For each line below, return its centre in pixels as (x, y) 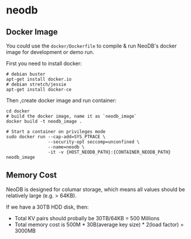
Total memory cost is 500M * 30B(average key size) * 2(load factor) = (99, 224)
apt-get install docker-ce (39, 90)
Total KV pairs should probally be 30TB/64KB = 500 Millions (87, 218)
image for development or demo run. (50, 52)
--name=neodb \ (66, 147)
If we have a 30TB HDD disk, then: (48, 207)
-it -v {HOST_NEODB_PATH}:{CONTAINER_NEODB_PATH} (109, 152)
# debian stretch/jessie (36, 84)
